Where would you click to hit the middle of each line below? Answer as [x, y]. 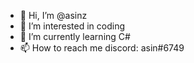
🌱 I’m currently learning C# [75, 36]
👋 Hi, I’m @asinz [53, 15]
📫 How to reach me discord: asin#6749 [102, 48]
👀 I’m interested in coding [72, 26]
